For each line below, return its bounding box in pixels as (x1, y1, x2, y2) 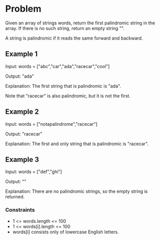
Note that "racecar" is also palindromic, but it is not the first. (5, 92, 131, 99)
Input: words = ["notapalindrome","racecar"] (5, 121, 98, 127)
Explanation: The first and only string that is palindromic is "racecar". (5, 141, 149, 147)
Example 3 (5, 155, 39, 164)
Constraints (5, 207, 35, 214)
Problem (5, 3, 42, 15)
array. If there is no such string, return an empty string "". (5, 25, 125, 31)
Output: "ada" (5, 73, 34, 79)
